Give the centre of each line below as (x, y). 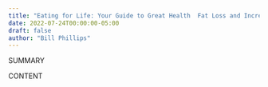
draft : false (30, 30)
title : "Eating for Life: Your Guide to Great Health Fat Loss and (124, 16)
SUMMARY (27, 61)
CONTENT (26, 76)
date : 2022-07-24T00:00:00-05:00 (64, 23)
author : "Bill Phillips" (49, 38)
